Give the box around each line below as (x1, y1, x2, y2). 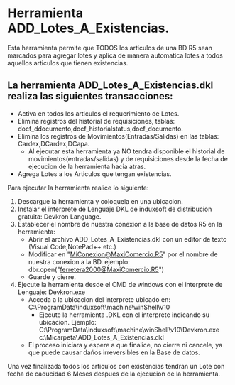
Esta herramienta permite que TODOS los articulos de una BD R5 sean (7, 43, 213, 52)
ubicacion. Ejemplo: (38, 318, 97, 326)
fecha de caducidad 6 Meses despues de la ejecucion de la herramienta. (7, 369, 221, 378)
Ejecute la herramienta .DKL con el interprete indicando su (38, 310, 209, 319)
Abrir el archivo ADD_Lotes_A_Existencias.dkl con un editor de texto (28, 234, 227, 243)
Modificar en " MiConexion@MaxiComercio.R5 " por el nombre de (28, 250, 218, 259)
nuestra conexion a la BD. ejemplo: (28, 257, 130, 266)
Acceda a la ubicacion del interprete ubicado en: (28, 295, 170, 303)
